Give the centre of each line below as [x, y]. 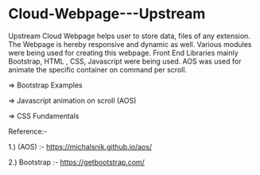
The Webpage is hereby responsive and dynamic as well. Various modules [130, 44]
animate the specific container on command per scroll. [98, 69]
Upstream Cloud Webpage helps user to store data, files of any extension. [129, 36]
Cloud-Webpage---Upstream [107, 14]
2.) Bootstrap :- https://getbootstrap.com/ [77, 162]
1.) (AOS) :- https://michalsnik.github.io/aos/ [80, 146]
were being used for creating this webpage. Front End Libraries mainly [123, 52]
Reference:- [28, 131]
